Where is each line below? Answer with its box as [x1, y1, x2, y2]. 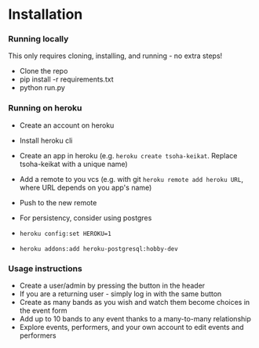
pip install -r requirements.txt [19, 74, 114, 84]
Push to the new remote [19, 198, 97, 207]
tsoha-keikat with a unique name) [19, 159, 128, 169]
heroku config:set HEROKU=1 [19, 230, 111, 237]
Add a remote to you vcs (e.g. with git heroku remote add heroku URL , [19, 174, 243, 183]
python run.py [19, 83, 65, 92]
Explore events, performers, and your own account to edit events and [19, 323, 245, 332]
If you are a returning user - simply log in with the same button [19, 289, 222, 299]
